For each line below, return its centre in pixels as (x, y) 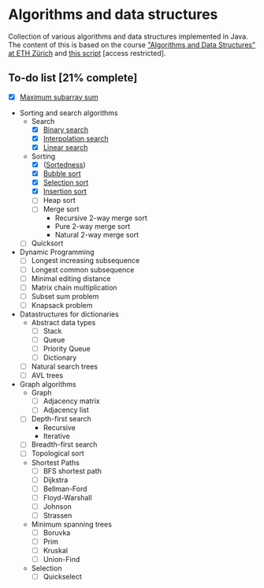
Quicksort (47, 243)
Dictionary (60, 358)
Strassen (58, 515)
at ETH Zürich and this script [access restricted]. (87, 53)
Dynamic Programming (57, 252)
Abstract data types (63, 322)
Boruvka (57, 532)
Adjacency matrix (71, 401)
